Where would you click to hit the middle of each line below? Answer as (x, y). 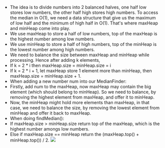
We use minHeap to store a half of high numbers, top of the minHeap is (83, 44)
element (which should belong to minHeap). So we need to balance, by (83, 92)
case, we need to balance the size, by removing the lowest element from (85, 108)
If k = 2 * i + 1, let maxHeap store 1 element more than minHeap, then (81, 71)
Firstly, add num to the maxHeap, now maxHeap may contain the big (80, 86)
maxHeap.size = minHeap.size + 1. (45, 76)
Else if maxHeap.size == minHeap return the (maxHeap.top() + (74, 134)
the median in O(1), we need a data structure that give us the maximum (83, 18)
